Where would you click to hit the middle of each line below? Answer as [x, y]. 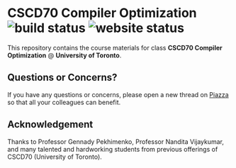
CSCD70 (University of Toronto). [55, 157]
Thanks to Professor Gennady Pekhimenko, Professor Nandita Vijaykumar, [116, 141]
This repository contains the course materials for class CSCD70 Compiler [115, 47]
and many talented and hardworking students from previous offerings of [113, 149]
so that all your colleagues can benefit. [64, 102]
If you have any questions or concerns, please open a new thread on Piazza [118, 94]
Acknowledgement [50, 124]
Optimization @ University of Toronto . [64, 55]
